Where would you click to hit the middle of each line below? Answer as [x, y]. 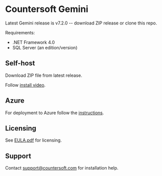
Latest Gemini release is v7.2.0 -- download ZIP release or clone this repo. [81, 23]
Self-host [20, 63]
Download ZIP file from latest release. [44, 75]
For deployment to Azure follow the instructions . [55, 113]
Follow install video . [25, 85]
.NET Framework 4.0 [33, 42]
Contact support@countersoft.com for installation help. [62, 168]
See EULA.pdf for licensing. [34, 140]
